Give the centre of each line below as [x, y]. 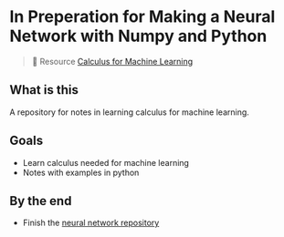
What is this [44, 90]
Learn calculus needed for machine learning [106, 162]
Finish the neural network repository [91, 223]
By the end [41, 201]
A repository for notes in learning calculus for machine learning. [129, 112]
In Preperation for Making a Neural [142, 17]
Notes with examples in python [81, 172]
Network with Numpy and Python [138, 36]
